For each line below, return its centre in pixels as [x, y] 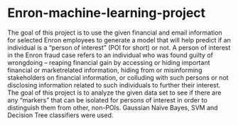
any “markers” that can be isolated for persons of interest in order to [107, 100]
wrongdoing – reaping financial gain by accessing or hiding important [109, 62]
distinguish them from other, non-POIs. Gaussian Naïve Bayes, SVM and [113, 107]
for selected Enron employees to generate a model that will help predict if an [119, 40]
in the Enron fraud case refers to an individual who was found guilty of [110, 55]
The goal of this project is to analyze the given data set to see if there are [114, 93]
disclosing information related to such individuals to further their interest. [114, 85]
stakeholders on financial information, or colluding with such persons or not [118, 77]
